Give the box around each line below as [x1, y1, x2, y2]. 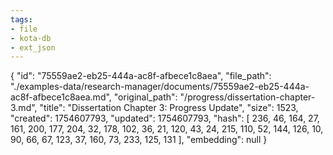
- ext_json [10, 42, 56, 53]
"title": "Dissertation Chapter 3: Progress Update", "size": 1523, [39, 102, 299, 114]
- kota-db [10, 33, 52, 43]
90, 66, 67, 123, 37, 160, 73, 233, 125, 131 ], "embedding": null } [10, 134, 268, 146]
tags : [10, 14, 33, 25]
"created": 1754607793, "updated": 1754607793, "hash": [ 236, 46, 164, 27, [10, 112, 320, 125]
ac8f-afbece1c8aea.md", [10, 91, 112, 103]
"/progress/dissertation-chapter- [179, 91, 316, 103]
